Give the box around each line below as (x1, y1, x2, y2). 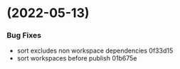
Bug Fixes (6, 31, 42, 41)
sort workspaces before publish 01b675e (16, 54, 137, 63)
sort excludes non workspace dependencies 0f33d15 (16, 46, 174, 55)
